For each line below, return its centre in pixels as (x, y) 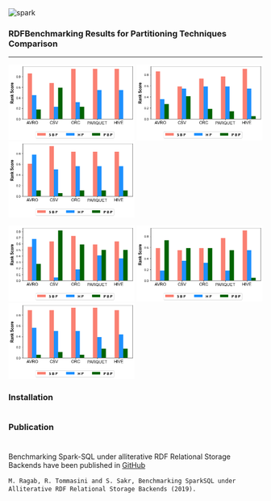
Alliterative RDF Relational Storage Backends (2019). (102, 489)
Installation (31, 398)
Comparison (33, 44)
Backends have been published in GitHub (77, 465)
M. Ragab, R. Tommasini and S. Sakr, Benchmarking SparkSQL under (122, 481)
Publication (31, 427)
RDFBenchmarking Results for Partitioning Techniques (118, 33)
